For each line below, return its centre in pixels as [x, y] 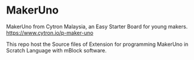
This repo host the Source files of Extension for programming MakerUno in [97, 44]
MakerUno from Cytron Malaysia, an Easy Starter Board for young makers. [97, 26]
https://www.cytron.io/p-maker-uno [50, 32]
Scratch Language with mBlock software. [56, 50]
